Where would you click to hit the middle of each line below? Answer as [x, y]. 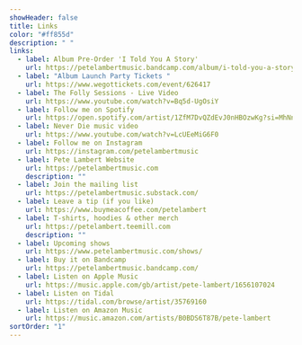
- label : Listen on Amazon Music [80, 310]
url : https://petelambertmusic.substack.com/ [112, 193]
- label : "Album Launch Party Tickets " [94, 76]
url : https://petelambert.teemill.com [98, 226]
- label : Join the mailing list [78, 185]
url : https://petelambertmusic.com [92, 168]
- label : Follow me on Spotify [76, 110]
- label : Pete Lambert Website [76, 159]
